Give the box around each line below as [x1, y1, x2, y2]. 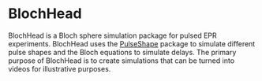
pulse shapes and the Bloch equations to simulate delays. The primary [8, 47, 237, 57]
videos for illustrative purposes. [8, 64, 111, 73]
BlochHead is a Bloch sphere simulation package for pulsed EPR [8, 31, 217, 40]
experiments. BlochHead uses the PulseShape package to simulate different [8, 39, 256, 48]
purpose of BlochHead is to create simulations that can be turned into [8, 56, 235, 65]
